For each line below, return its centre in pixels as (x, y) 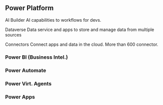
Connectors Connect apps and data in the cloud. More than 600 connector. (82, 44)
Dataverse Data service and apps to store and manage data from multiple (80, 30)
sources (13, 35)
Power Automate (26, 70)
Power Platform (29, 8)
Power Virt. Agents (28, 83)
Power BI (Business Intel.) (37, 57)
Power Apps (20, 97)
